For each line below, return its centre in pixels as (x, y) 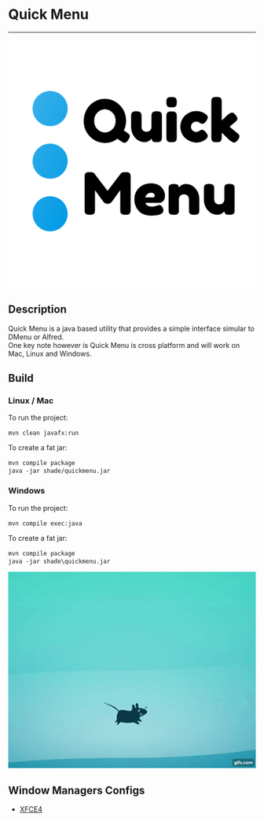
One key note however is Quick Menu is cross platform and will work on (124, 345)
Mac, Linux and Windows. (50, 353)
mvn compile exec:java (45, 523)
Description (37, 310)
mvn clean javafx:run (44, 433)
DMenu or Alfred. (36, 337)
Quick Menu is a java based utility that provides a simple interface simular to (132, 328)
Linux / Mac (31, 401)
